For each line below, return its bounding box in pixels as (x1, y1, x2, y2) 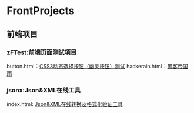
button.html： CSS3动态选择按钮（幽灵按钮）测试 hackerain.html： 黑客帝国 (6, 62, 188, 69)
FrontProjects (6, 4, 75, 18)
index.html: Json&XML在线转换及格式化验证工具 (6, 101, 123, 108)
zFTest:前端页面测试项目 (6, 48, 77, 56)
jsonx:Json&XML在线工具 (6, 86, 81, 94)
